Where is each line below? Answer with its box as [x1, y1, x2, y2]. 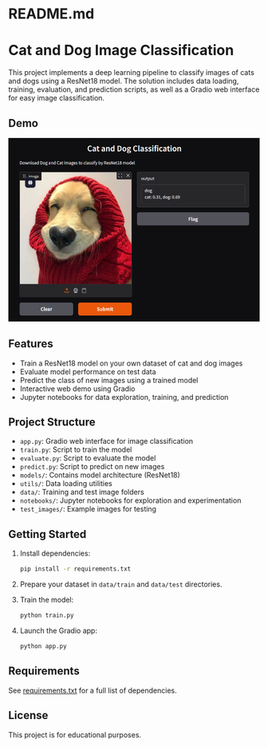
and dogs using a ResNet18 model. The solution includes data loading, [8, 77, 239, 86]
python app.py [19, 642, 67, 650]
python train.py [19, 611, 74, 619]
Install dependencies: [19, 548, 91, 559]
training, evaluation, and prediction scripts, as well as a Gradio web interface [8, 85, 260, 94]
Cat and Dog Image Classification [8, 41, 235, 60]
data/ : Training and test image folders [19, 488, 145, 497]
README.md [8, 5, 95, 23]
